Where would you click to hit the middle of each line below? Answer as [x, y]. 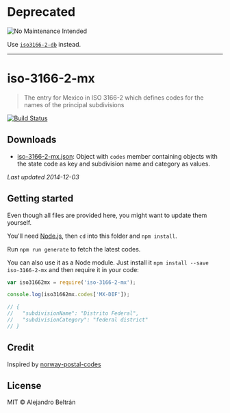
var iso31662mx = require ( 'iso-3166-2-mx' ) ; [72, 282]
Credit [21, 348]
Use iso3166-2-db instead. [44, 44]
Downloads [32, 140]
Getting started [40, 199]
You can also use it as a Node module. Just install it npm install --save [108, 263]
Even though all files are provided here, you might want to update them [107, 215]
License [24, 386]
